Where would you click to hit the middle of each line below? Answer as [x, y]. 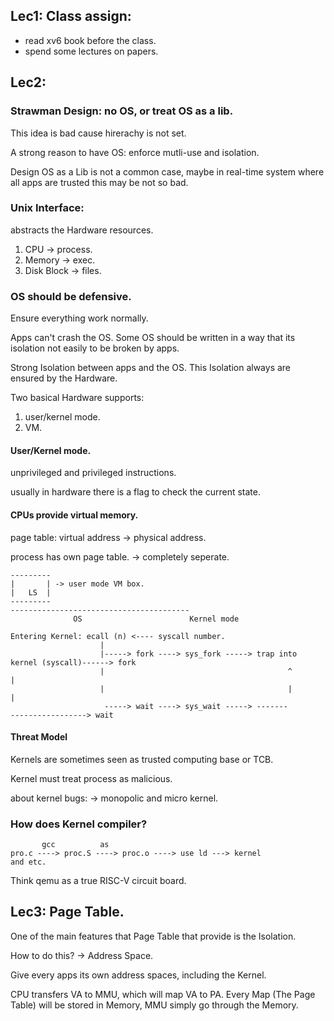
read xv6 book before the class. [90, 40]
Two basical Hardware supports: [77, 398]
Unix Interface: [47, 208]
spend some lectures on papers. [91, 51]
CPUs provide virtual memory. [74, 515]
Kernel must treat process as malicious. [91, 778]
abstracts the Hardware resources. [82, 230]
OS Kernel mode [156, 619]
